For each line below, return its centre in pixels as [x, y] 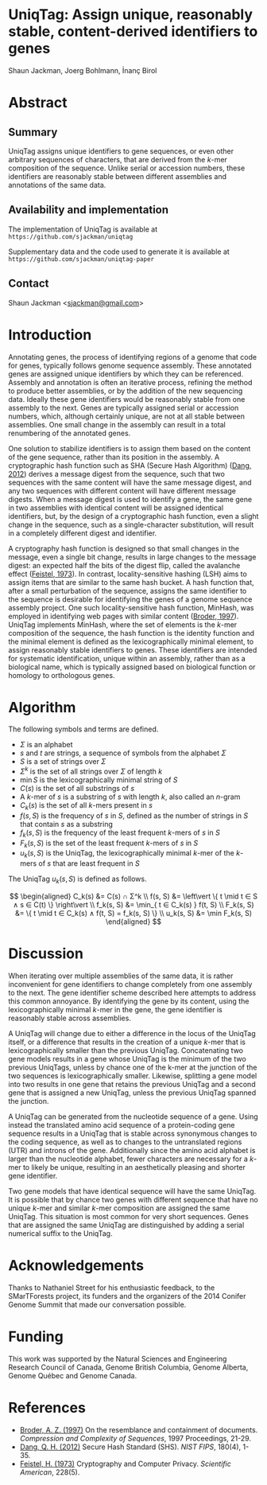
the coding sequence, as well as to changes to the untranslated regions [125, 1142]
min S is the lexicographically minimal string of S [99, 780]
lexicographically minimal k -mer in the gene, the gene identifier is [115, 1010]
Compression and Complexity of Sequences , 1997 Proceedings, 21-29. [135, 1438]
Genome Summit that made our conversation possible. [97, 1304]
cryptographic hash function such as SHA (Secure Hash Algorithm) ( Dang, [130, 465]
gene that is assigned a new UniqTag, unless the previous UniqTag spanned [132, 1093]
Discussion [46, 954]
